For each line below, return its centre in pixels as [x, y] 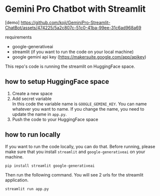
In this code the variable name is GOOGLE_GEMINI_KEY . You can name [80, 104]
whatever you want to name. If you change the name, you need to [78, 109]
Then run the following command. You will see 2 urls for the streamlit [74, 175]
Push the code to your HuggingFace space [55, 119]
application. [17, 180]
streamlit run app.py [27, 189]
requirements [19, 37]
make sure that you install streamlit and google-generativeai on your [75, 152]
